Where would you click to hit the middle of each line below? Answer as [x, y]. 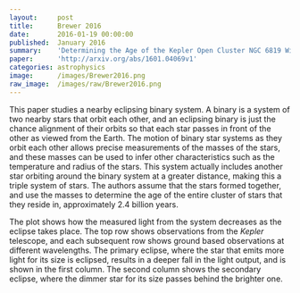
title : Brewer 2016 [55, 26]
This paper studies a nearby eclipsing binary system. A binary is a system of [150, 109]
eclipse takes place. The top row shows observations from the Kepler [137, 231]
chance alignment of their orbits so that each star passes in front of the [140, 128]
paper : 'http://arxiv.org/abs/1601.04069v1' [104, 59]
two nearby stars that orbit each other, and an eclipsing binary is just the [143, 119]
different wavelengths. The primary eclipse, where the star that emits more [147, 250]
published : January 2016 [57, 42]
